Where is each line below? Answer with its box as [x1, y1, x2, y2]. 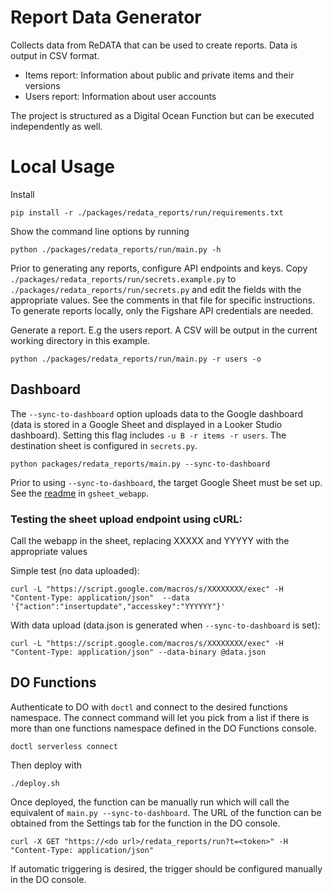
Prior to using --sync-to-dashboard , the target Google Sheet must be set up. [10, 476, 323, 488]
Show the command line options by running [10, 225, 190, 237]
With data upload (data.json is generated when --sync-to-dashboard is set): [10, 619, 321, 631]
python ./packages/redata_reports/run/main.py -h [10, 244, 222, 255]
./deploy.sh [10, 778, 60, 788]
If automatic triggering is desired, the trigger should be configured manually [10, 862, 323, 875]
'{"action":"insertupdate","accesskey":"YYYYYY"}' [10, 601, 226, 611]
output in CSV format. [10, 49, 100, 61]
